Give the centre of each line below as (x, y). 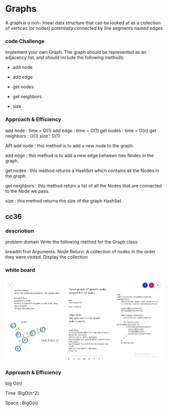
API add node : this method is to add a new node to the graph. (70, 145)
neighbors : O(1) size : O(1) (33, 136)
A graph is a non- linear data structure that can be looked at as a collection (83, 23)
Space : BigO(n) (22, 403)
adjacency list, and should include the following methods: (65, 57)
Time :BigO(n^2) (22, 393)
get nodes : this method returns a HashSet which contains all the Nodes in (82, 170)
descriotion (20, 231)
